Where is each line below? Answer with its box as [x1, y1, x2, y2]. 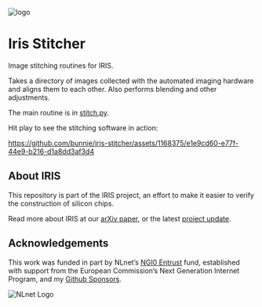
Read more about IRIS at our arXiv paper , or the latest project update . [8, 214, 231, 223]
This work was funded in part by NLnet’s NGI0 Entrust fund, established [8, 258, 241, 267]
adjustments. [8, 93, 50, 102]
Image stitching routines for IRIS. [8, 60, 114, 70]
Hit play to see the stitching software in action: [8, 122, 158, 133]
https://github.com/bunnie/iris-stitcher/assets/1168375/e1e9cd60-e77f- [8, 138, 239, 148]
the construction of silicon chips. [8, 199, 115, 208]
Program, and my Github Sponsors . [8, 274, 122, 283]
